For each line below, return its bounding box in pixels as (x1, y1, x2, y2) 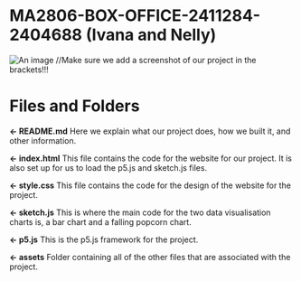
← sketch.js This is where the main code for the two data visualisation (9, 207, 271, 218)
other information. (9, 135, 77, 145)
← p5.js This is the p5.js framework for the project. (9, 234, 199, 245)
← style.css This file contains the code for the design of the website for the (9, 180, 292, 191)
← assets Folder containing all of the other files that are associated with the (9, 251, 291, 262)
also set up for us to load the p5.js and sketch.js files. (9, 162, 208, 173)
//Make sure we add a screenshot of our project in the (55, 54, 257, 65)
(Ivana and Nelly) (85, 24, 217, 45)
